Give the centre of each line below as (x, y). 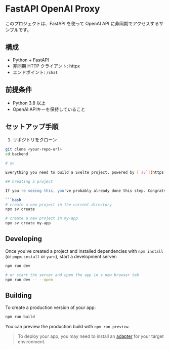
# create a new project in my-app (42, 218)
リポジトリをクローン (35, 140)
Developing (24, 239)
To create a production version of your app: (51, 307)
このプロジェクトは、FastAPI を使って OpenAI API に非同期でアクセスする (82, 23)
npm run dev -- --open (29, 280)
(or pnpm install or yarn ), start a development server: (61, 256)
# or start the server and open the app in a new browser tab (72, 275)
